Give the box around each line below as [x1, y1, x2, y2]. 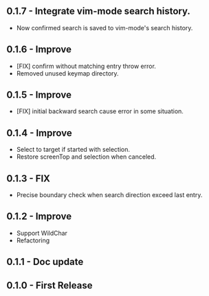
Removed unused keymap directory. [16, 69, 119, 78]
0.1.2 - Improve [6, 211, 72, 223]
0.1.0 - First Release [6, 280, 93, 291]
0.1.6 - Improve [6, 44, 72, 56]
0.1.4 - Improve [6, 127, 73, 139]
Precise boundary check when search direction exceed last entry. [16, 191, 203, 199]
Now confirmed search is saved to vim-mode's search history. [16, 23, 193, 32]
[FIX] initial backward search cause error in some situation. [16, 107, 184, 115]
